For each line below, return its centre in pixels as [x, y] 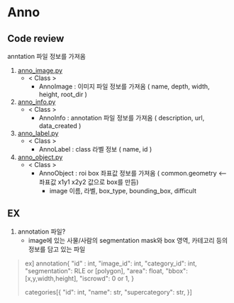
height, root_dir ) [63, 94]
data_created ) [60, 126]
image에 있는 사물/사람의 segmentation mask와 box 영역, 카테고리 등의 [128, 240]
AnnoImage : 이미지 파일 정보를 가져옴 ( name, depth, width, [124, 86]
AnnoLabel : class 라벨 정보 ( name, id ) [95, 149]
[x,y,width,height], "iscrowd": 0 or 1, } [79, 278]
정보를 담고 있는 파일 [57, 249]
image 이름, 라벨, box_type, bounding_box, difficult [123, 191]
